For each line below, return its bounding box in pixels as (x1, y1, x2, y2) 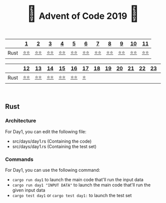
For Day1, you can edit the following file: (5, 128, 86, 135)
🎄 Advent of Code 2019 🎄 (26, 4, 140, 23)
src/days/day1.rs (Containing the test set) (12, 143, 97, 150)
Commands (5, 155, 34, 162)
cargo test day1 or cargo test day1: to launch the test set (12, 192, 132, 198)
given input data (12, 187, 45, 193)
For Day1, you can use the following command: (5, 167, 100, 173)
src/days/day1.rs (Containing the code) (12, 138, 92, 144)
